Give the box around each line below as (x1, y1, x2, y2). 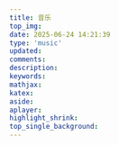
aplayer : (9, 105, 42, 114)
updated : (9, 47, 42, 56)
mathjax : (9, 80, 42, 89)
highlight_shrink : (9, 113, 78, 122)
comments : (9, 55, 47, 64)
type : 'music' (9, 38, 63, 48)
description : (9, 64, 59, 73)
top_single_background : (9, 122, 99, 131)
